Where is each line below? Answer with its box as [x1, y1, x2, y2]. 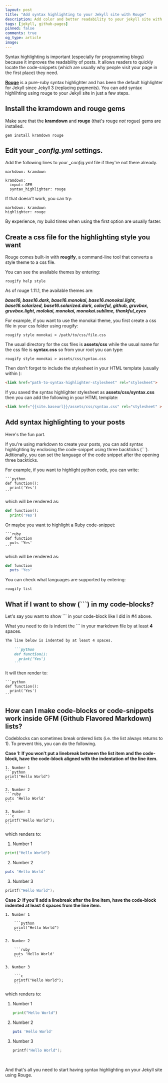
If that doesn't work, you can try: [5, 196, 72, 202]
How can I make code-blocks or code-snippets [5, 706, 154, 715]
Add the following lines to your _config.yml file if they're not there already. [5, 160, 157, 166]
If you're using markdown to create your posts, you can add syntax [5, 441, 143, 447]
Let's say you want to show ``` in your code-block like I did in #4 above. [5, 613, 152, 619]
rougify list [5, 586, 32, 591]
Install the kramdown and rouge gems [5, 105, 125, 113]
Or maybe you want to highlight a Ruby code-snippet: [5, 522, 115, 528]
